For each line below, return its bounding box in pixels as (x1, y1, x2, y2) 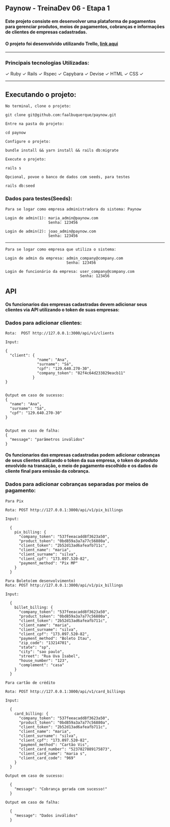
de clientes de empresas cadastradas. (5, 29, 88, 35)
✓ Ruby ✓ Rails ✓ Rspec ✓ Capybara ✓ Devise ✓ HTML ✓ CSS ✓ (5, 71, 144, 77)
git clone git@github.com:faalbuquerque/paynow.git (5, 112, 116, 118)
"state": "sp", (18, 645, 51, 650)
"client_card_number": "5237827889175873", (18, 747, 112, 752)
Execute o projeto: (5, 157, 47, 162)
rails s (5, 166, 22, 171)
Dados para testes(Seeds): (5, 195, 72, 202)
